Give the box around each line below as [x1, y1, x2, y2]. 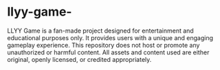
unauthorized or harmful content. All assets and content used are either [7, 48, 210, 56]
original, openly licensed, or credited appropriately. [7, 55, 152, 63]
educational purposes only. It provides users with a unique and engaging [7, 33, 214, 41]
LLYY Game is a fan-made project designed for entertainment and [7, 27, 194, 35]
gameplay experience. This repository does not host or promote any [7, 41, 200, 49]
